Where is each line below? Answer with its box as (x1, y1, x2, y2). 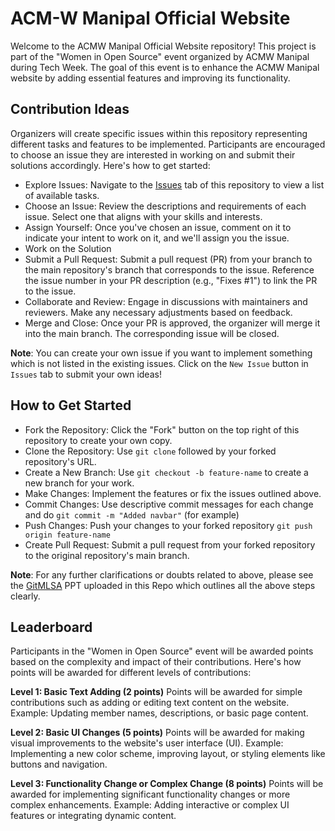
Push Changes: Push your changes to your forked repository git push (24, 519, 313, 531)
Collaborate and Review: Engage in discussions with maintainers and (24, 295, 308, 307)
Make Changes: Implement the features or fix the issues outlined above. (24, 487, 322, 499)
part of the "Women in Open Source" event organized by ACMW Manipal (10, 50, 310, 62)
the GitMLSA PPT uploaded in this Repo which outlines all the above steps (10, 579, 316, 591)
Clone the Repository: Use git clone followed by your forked (24, 445, 277, 457)
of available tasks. (24, 189, 100, 201)
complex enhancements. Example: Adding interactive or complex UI (10, 799, 290, 811)
